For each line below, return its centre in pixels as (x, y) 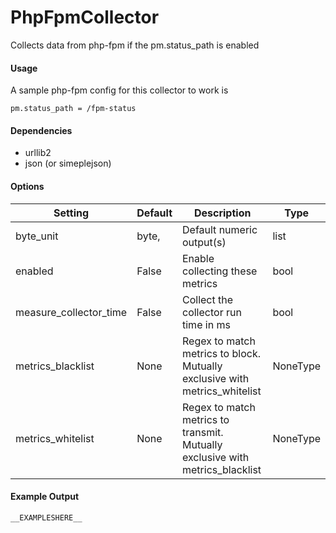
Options (27, 186)
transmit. (203, 432)
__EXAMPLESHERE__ (46, 517)
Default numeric (220, 229)
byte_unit (37, 236)
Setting (71, 213)
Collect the (208, 299)
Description (222, 213)
